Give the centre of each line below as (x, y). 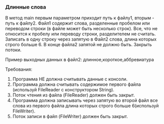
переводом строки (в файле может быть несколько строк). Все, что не (81, 29)
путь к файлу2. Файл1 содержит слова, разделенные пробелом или (78, 23)
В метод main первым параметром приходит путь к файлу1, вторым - (80, 18)
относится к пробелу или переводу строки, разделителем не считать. (80, 34)
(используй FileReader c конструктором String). (63, 90)
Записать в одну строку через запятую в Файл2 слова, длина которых (81, 39)
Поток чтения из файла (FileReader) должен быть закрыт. (74, 95)
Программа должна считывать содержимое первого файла (77, 84)
